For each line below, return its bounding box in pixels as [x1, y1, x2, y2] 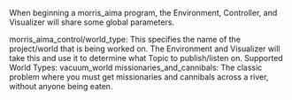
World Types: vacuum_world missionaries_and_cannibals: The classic [9, 62, 263, 73]
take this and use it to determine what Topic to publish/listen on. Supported [9, 53, 283, 63]
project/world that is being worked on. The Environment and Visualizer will [9, 43, 280, 54]
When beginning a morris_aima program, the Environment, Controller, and [9, 8, 278, 18]
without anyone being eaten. [9, 81, 113, 91]
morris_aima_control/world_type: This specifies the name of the [9, 35, 242, 44]
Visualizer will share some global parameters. [9, 17, 175, 27]
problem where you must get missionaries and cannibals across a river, [9, 72, 269, 82]
